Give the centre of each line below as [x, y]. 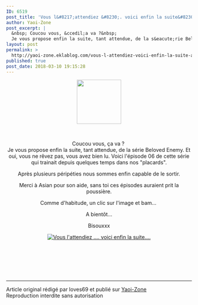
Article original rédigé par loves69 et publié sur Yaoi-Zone [76, 290]
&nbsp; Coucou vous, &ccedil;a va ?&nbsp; [64, 34]
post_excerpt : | [26, 28]
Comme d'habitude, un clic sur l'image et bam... [98, 203]
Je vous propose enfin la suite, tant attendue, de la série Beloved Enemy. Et [99, 150]
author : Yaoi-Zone [29, 22]
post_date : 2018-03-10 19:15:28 [46, 66]
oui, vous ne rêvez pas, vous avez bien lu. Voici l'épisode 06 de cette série [99, 156]
